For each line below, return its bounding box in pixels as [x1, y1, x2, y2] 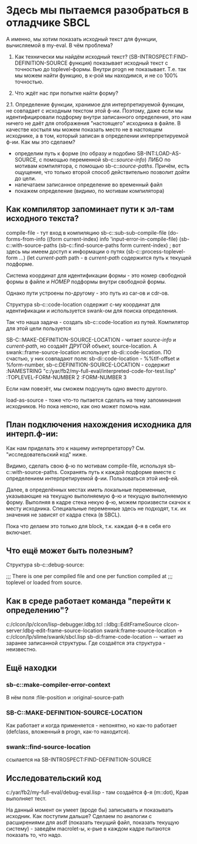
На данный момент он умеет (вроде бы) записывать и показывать [6, 806, 173, 813]
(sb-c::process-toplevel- [126, 248, 186, 255]
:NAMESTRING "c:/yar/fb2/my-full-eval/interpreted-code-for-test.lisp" [6, 367, 176, 374]
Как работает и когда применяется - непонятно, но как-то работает [6, 722, 178, 729]
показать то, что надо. [6, 832, 62, 839]
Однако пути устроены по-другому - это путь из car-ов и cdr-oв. [6, 289, 169, 296]
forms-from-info [6, 235, 46, 242]
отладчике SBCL [6, 16, 91, 29]
